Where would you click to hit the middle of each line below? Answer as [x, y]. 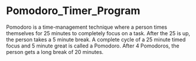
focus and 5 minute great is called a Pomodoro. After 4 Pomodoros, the [93, 46]
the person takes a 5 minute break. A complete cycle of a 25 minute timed [96, 39]
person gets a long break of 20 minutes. [55, 52]
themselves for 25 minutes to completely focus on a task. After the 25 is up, [98, 33]
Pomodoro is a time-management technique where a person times [86, 27]
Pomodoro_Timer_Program [73, 11]
